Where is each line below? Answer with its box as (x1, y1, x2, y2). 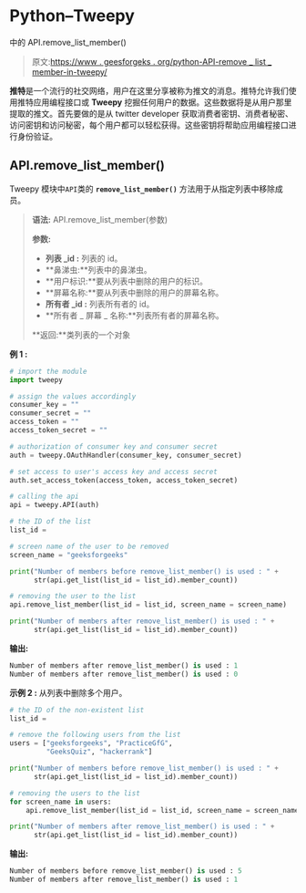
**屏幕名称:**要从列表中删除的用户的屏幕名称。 (45, 286, 224, 297)
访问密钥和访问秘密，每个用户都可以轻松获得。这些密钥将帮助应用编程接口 (9, 119, 289, 130)
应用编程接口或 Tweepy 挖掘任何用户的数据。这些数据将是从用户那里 (33, 97, 292, 108)
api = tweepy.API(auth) (9, 501, 100, 510)
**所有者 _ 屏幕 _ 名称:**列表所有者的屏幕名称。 (45, 309, 225, 320)
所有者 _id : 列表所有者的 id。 (45, 298, 155, 309)
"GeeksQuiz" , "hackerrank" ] (46, 747, 153, 757)
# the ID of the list (9, 517, 92, 526)
